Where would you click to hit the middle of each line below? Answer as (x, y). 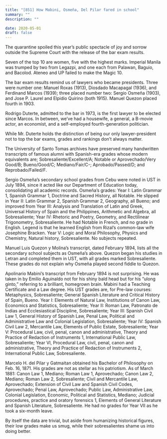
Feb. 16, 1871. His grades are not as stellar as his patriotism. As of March (79, 368)
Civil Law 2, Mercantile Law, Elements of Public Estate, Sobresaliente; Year (82, 327)
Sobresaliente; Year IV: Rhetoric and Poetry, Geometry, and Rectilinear (77, 217)
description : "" (22, 19)
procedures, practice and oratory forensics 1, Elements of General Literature (83, 400)
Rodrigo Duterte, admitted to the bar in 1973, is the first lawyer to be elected (83, 114)
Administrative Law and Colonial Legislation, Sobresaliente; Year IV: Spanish (83, 321)
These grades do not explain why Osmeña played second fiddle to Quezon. (83, 264)
